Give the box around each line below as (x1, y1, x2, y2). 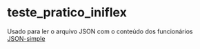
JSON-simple (7, 34, 46, 42)
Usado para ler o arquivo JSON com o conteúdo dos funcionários (7, 27, 193, 35)
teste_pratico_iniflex (7, 5, 128, 20)
